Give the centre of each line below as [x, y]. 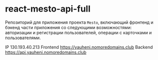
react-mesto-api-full [48, 9]
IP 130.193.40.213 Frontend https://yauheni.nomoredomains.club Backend [79, 47]
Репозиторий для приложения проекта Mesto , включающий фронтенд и [79, 22]
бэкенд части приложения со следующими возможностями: [68, 27]
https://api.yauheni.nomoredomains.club [46, 52]
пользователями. [23, 38]
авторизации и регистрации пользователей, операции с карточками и [79, 32]
